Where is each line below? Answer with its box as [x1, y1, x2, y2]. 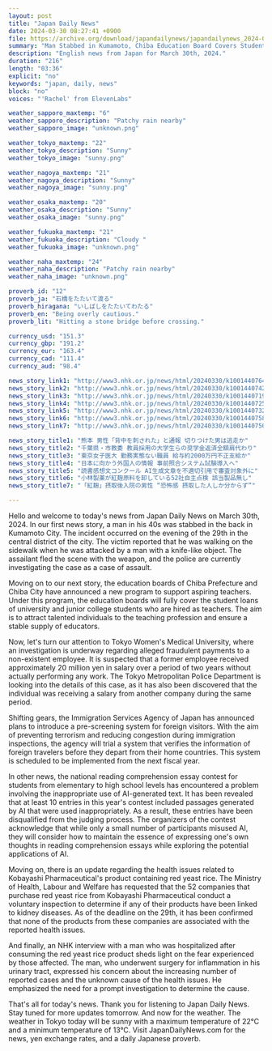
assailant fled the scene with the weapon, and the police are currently [8, 554, 241, 564]
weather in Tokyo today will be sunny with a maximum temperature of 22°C [8, 1017, 260, 1026]
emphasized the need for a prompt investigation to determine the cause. [8, 984, 249, 993]
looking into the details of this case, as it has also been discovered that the [8, 680, 257, 689]
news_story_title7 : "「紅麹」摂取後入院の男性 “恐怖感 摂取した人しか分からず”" [8, 482, 256, 490]
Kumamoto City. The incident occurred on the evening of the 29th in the [8, 528, 249, 538]
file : [8, 34, 27, 43]
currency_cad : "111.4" [8, 355, 85, 363]
